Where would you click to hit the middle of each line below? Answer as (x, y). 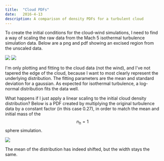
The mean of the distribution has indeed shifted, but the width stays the (77, 149)
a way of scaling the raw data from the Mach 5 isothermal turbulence (75, 38)
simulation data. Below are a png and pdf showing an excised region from (80, 43)
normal (12, 89)
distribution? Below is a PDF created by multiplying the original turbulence (80, 104)
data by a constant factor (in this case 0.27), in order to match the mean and (82, 109)
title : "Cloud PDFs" (27, 10)
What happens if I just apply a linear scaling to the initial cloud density (76, 98)
